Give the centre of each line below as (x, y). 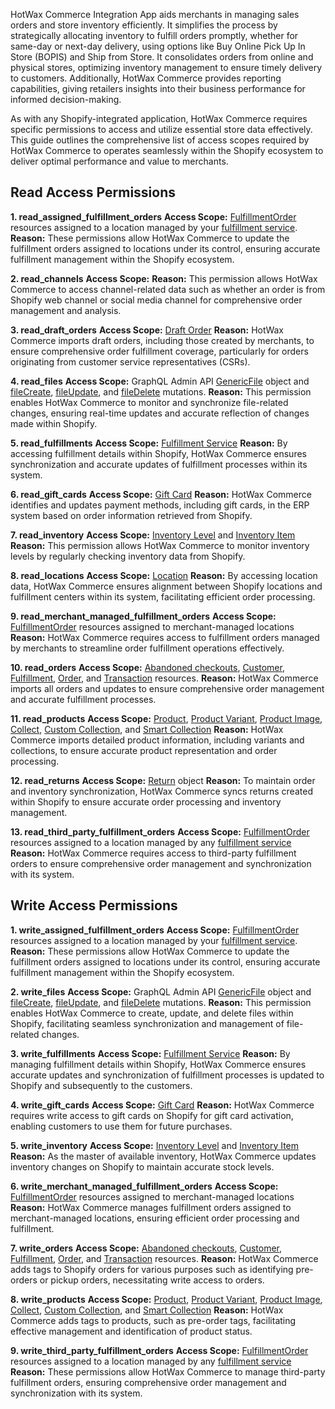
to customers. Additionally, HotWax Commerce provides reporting (146, 78)
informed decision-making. (66, 99)
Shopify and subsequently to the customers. (101, 1085)
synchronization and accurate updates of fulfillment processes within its (159, 464)
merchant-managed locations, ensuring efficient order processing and (155, 1218)
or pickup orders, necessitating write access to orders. (152, 1280)
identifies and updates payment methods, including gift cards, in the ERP (160, 505)
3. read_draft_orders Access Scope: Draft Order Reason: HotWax (147, 330)
